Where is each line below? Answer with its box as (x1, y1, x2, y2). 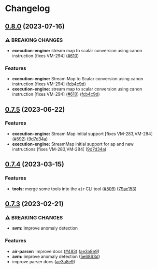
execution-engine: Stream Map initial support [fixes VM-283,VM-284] (12, 131, 153, 136)
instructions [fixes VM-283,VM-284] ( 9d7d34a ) (12, 146, 107, 152)
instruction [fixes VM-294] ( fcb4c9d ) (12, 81, 86, 87)
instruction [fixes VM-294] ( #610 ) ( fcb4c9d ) (12, 91, 100, 97)
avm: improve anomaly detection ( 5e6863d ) (12, 254, 100, 259)
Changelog (5, 3, 50, 14)
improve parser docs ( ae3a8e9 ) (12, 258, 76, 264)
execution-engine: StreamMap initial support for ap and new (12, 141, 134, 147)
